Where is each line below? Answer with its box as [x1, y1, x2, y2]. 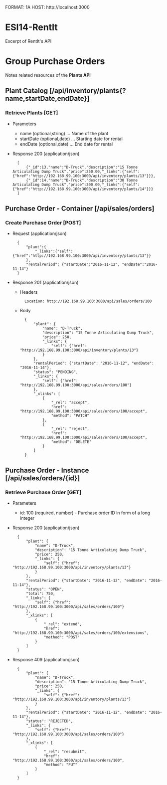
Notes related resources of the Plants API [5, 72, 91, 78]
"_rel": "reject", [51, 426, 90, 431]
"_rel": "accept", [51, 400, 90, 405]
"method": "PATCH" [51, 413, 90, 418]
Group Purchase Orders [5, 56, 105, 67]
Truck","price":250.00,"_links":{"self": [52, 169, 140, 174]
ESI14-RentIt [5, 22, 58, 33]
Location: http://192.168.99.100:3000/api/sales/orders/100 [24, 299, 152, 304]
